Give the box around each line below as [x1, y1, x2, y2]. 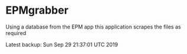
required [5, 29, 27, 36]
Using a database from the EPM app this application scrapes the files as [5, 23, 181, 30]
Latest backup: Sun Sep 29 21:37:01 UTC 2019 [5, 41, 118, 48]
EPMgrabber [5, 4, 69, 17]
